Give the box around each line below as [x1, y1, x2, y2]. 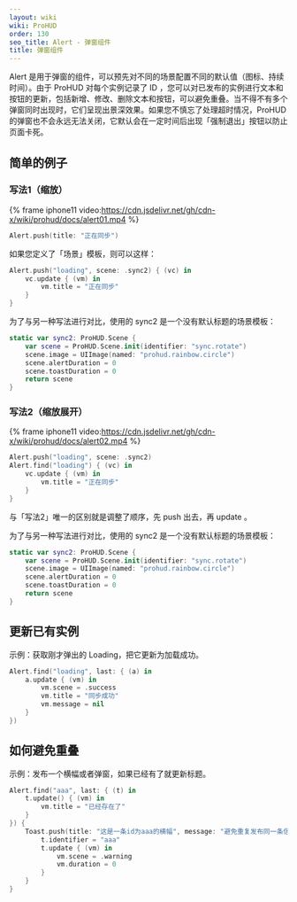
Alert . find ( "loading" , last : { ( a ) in [9, 666, 152, 676]
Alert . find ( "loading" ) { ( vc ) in [9, 462, 133, 470]
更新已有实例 [9, 624, 80, 639]
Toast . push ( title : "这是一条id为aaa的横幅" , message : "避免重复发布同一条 [25, 827, 284, 836]
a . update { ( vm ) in [25, 675, 97, 684]
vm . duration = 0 [56, 860, 117, 869]
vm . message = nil [41, 700, 104, 709]
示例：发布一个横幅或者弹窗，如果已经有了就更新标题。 [9, 768, 210, 779]
